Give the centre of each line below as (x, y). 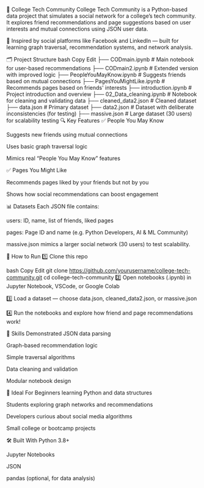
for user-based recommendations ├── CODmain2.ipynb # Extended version (102, 68)
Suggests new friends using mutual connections (67, 135)
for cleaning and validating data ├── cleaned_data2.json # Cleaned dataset (101, 100)
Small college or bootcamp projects (51, 428)
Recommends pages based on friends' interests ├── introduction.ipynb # (99, 88)
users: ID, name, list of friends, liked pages (60, 220)
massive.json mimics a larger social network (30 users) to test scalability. (98, 244)
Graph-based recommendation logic (52, 345)
